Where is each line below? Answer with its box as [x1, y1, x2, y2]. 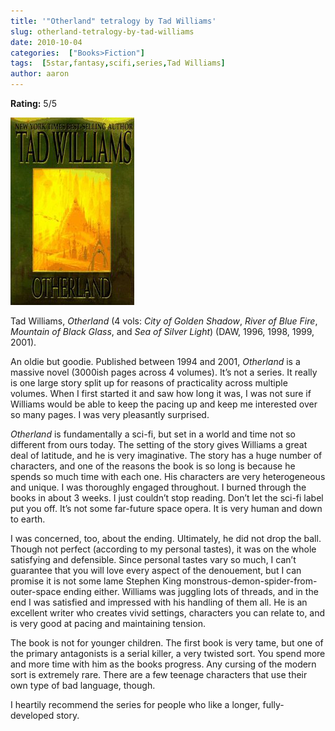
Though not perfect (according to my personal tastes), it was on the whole [10, 543, 317, 555]
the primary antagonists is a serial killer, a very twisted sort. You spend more [10, 648, 326, 659]
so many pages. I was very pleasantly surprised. [10, 409, 210, 420]
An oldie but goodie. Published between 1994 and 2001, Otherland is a [10, 356, 301, 367]
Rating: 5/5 [10, 98, 58, 109]
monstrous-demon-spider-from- [183, 575, 318, 587]
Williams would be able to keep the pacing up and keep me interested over [10, 398, 318, 410]
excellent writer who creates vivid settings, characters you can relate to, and [10, 607, 326, 619]
